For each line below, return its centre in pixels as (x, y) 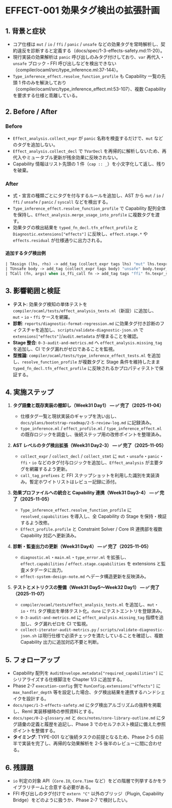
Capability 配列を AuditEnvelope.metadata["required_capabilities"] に (88, 673)
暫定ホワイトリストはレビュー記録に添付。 (74, 482)
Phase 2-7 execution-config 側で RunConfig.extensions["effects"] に (87, 686)
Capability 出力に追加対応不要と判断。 (61, 642)
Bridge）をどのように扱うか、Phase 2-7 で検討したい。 (71, 800)
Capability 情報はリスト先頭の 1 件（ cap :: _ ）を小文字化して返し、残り (89, 164)
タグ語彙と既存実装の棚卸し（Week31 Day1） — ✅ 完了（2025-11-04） (88, 405)
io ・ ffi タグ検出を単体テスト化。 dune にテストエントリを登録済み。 (92, 611)
